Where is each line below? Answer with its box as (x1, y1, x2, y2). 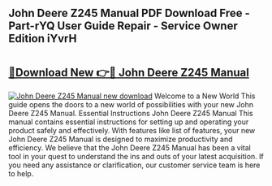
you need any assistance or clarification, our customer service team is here (8, 160, 261, 170)
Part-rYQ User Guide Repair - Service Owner (8, 19, 238, 33)
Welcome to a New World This (153, 91, 256, 101)
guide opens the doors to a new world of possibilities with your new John (8, 100, 254, 109)
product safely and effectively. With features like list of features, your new (8, 126, 256, 135)
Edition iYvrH (8, 32, 77, 45)
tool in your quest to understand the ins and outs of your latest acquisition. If (8, 152, 264, 161)
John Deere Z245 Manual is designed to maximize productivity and (8, 134, 233, 144)
